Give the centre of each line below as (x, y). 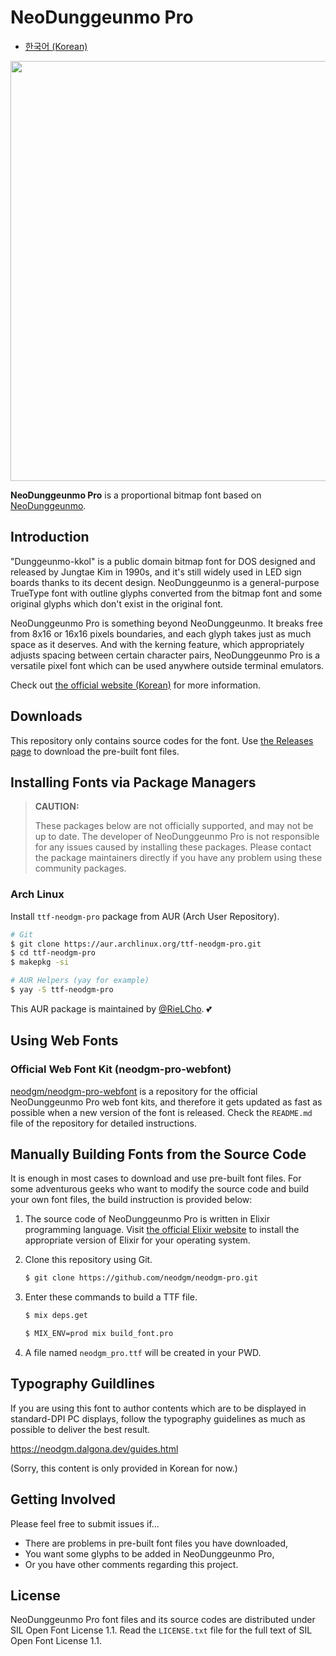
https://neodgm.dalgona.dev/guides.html (94, 1448)
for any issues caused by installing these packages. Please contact (173, 847)
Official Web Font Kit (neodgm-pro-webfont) (121, 1069)
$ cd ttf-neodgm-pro (53, 953)
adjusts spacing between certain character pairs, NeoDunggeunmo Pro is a (165, 655)
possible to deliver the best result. (80, 1429)
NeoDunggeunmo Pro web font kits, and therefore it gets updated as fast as (166, 1102)
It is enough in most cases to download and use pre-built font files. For (156, 1178)
